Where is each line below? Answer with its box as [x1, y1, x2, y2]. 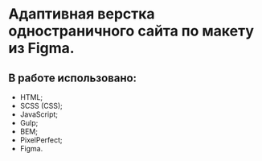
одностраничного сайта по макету [8, 22, 255, 40]
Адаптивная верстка [8, 5, 155, 23]
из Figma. [8, 39, 75, 57]
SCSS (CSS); [19, 101, 63, 110]
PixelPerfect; [19, 135, 63, 145]
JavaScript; [19, 109, 59, 119]
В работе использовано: [8, 71, 137, 85]
